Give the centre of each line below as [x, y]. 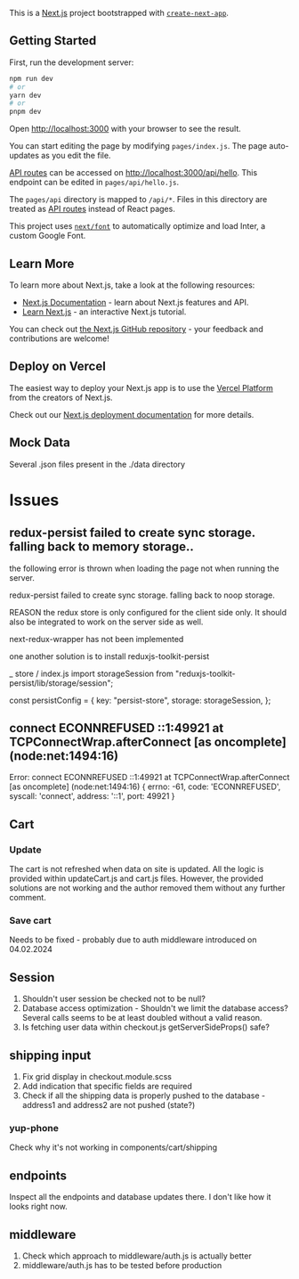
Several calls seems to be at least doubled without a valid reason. [142, 1018]
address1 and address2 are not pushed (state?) [109, 1105]
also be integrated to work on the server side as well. [106, 622]
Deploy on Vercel [58, 367]
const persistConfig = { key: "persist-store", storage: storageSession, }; [140, 700]
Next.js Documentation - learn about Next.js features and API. [135, 302]
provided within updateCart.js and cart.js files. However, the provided [137, 879]
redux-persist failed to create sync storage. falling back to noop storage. [142, 595]
